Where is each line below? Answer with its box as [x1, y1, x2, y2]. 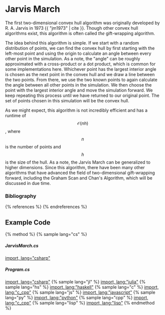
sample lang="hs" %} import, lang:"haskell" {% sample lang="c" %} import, [5, 284, 159, 290]
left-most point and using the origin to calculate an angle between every [5, 50, 152, 56]
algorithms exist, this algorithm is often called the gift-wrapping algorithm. [5, 30, 155, 36]
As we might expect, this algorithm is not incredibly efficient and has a [5, 107, 148, 113]
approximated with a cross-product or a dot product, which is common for [5, 61, 156, 67]
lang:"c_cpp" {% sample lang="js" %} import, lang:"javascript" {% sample [5, 289, 156, 295]
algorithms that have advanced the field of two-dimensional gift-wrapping [5, 170, 155, 176]
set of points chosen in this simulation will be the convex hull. [5, 97, 130, 103]
